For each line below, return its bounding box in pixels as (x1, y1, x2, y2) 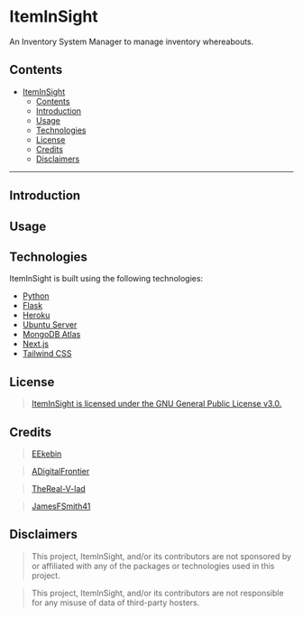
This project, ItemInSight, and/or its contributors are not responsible (31, 587, 284, 598)
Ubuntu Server (22, 319, 78, 330)
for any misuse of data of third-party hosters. (31, 597, 200, 608)
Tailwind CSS (22, 348, 72, 359)
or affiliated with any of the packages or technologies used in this (31, 560, 275, 571)
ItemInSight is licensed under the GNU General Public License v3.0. (31, 399, 282, 410)
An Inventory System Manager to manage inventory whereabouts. (9, 36, 254, 47)
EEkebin (31, 448, 62, 459)
